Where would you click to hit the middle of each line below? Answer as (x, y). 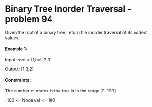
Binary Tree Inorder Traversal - (68, 9)
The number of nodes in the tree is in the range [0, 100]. (61, 91)
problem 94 (29, 19)
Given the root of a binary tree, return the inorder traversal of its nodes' (76, 32)
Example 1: (16, 49)
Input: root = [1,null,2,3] (28, 60)
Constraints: (18, 80)
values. (12, 38)
